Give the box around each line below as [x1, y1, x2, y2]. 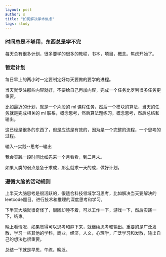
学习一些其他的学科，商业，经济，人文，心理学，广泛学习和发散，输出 [13, 230, 157, 236]
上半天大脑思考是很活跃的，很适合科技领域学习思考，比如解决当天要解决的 [5, 191, 157, 196]
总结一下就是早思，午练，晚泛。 [5, 247, 70, 253]
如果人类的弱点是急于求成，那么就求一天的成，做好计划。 [5, 164, 122, 170]
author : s [5, 12, 26, 17]
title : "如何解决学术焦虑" [5, 16, 55, 21]
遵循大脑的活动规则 [5, 178, 51, 185]
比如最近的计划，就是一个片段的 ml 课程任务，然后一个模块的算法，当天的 [5, 104, 156, 110]
